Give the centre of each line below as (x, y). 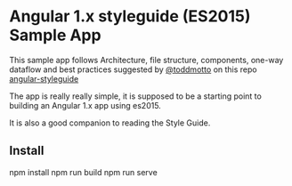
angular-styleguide (44, 78)
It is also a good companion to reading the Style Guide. (110, 123)
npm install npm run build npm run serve (83, 172)
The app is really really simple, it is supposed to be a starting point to (136, 96)
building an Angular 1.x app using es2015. (85, 105)
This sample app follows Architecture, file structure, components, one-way (146, 60)
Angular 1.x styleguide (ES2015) (130, 16)
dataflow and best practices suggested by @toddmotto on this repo (133, 69)
